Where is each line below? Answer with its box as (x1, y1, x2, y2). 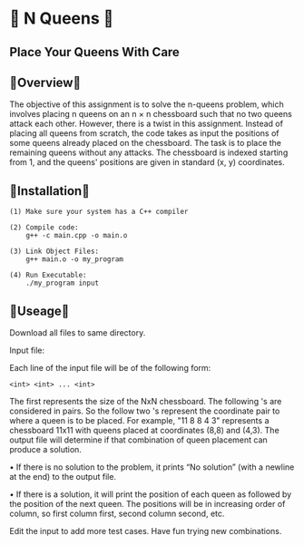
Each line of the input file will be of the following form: (9, 363, 211, 374)
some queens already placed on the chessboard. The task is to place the (9, 138, 282, 149)
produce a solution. (9, 444, 82, 455)
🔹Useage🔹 (9, 303, 70, 318)
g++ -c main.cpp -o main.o (25, 231, 128, 240)
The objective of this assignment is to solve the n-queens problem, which (9, 99, 284, 110)
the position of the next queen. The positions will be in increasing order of (9, 499, 286, 510)
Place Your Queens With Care (9, 44, 180, 60)
